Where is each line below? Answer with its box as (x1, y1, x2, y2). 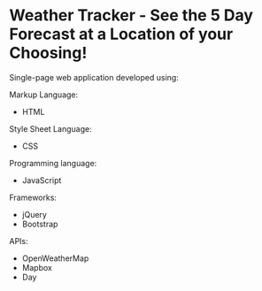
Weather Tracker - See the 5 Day (9, 5, 254, 26)
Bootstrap (21, 218, 58, 229)
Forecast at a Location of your (9, 24, 234, 44)
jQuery (21, 209, 47, 219)
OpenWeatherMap (21, 253, 89, 264)
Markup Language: (9, 89, 79, 100)
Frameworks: (9, 192, 58, 203)
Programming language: (9, 157, 97, 168)
